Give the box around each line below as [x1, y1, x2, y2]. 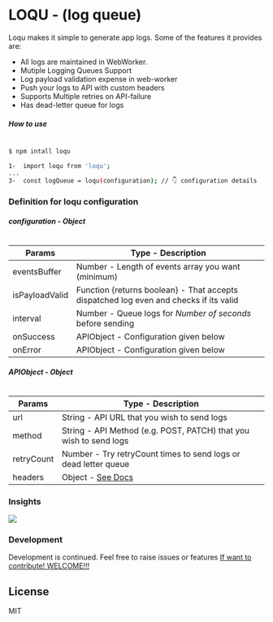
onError [12, 343, 42, 355]
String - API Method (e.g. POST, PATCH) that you [62, 425, 250, 436]
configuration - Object [8, 216, 86, 226]
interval [12, 313, 41, 324]
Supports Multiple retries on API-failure [19, 91, 152, 101]
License [8, 585, 50, 598]
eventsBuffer [12, 266, 63, 277]
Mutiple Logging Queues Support [19, 65, 132, 75]
